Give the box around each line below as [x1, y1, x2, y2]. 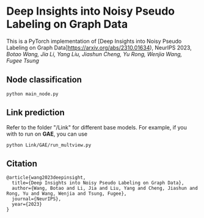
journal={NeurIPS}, [12, 196, 62, 202]
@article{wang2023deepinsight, [6, 175, 86, 181]
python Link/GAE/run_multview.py [6, 142, 92, 148]
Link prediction [6, 107, 65, 118]
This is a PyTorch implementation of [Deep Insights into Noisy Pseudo [6, 37, 182, 45]
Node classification [6, 74, 82, 85]
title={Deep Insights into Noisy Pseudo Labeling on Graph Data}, [12, 180, 184, 186]
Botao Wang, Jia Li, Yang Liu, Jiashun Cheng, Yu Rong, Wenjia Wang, [6, 50, 183, 57]
